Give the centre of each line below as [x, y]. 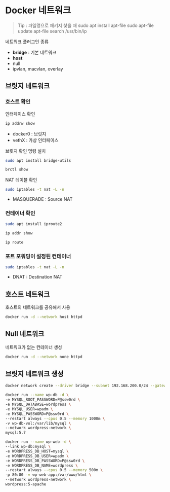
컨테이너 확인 [20, 214]
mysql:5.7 [16, 433]
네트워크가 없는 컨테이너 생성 [34, 347]
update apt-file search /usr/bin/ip [52, 31]
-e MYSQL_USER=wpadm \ [29, 409]
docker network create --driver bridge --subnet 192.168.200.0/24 [77, 386]
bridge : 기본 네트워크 [34, 52]
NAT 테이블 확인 [21, 180]
